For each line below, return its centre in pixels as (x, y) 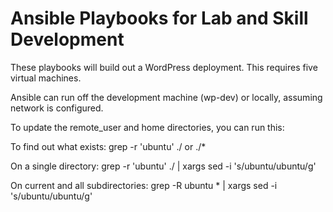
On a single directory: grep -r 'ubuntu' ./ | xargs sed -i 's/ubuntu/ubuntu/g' (163, 166)
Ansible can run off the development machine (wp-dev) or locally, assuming (166, 97)
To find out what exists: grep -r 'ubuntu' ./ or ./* (108, 146)
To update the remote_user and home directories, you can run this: (147, 127)
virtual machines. (46, 78)
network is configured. (57, 108)
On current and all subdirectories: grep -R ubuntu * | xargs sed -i (144, 185)
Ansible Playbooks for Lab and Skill (159, 18)
